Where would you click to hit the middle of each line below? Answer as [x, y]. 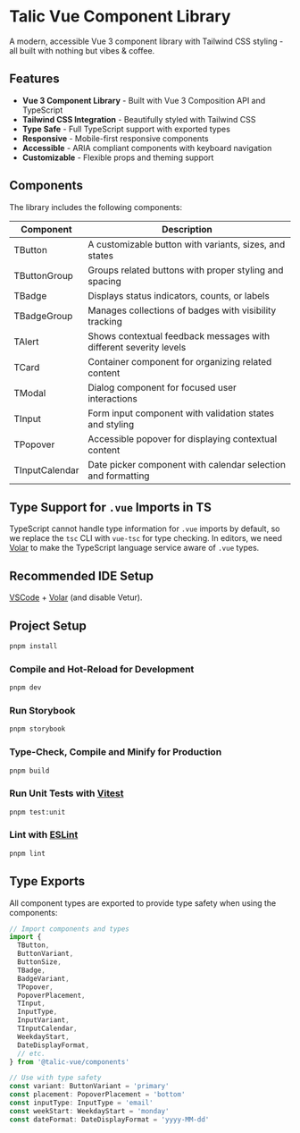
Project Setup [48, 626]
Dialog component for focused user [162, 387]
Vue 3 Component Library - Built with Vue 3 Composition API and [144, 100]
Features [34, 79]
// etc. [32, 1053]
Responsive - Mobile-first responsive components [115, 138]
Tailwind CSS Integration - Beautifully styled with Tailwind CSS [139, 119]
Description [187, 229]
